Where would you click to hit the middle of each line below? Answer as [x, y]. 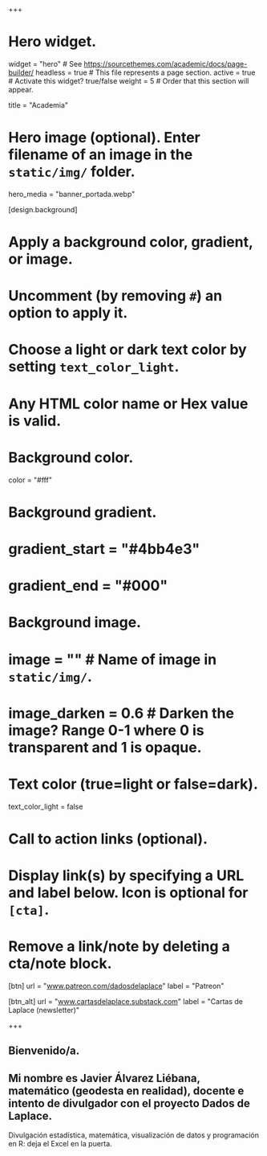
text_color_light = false [46, 806]
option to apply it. [68, 313]
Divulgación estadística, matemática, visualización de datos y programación [133, 1135]
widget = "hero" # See [45, 64]
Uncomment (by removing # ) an [115, 296]
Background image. [75, 623]
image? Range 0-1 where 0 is [106, 730]
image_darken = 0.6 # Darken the [121, 713]
